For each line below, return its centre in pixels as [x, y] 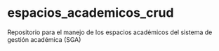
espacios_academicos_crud [91, 13]
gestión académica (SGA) [44, 39]
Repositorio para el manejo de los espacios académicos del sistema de [110, 32]
